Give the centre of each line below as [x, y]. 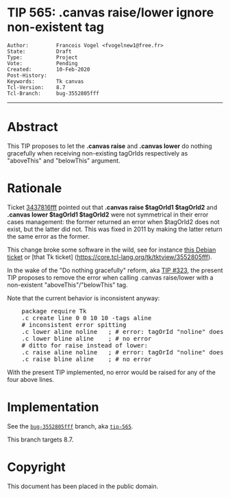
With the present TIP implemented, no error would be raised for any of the [111, 372]
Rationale [35, 188]
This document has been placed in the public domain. [83, 486]
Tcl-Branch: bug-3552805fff [53, 93]
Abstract [33, 127]
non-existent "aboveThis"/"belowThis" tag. [67, 284]
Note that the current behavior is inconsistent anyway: [84, 298]
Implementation [53, 407]
